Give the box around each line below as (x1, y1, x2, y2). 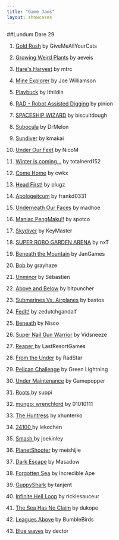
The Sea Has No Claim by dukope (15, 504, 99, 511)
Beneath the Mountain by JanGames (15, 250, 105, 257)
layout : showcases (7, 14, 52, 20)
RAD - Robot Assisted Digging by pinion (15, 100, 114, 107)
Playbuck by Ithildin (15, 88, 64, 95)
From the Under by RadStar (15, 354, 83, 361)
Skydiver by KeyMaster (15, 227, 73, 234)
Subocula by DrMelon (15, 123, 69, 130)
